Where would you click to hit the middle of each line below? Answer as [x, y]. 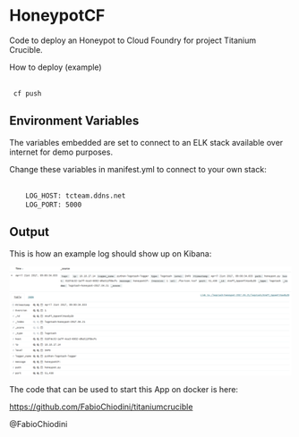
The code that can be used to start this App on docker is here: [124, 390]
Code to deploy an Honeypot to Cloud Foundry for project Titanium [133, 40]
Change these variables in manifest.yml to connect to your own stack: [138, 169]
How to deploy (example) [56, 67]
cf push [27, 93]
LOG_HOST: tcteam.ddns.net [76, 196]
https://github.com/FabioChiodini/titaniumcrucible [101, 407]
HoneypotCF [57, 16]
